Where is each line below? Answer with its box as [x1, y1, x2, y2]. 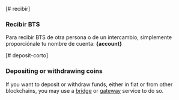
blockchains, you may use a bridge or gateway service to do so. [5, 87, 164, 94]
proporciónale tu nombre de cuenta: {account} [5, 40, 123, 48]
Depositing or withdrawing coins [5, 67, 103, 75]
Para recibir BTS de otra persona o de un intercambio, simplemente [5, 34, 172, 41]
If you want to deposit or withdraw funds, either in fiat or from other [5, 81, 173, 88]
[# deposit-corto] [5, 52, 49, 59]
